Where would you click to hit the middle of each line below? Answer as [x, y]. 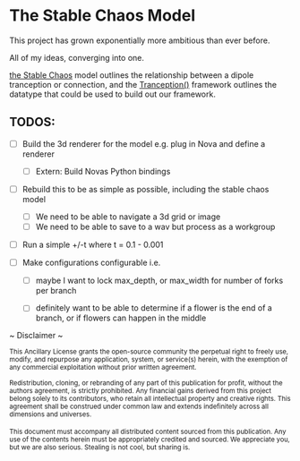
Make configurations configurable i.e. [91, 263]
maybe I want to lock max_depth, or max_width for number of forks [159, 281]
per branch [56, 291]
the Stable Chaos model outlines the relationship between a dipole [132, 75]
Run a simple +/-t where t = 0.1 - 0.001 [93, 245]
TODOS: [32, 122]
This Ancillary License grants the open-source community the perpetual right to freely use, [149, 352]
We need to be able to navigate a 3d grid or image [128, 217]
